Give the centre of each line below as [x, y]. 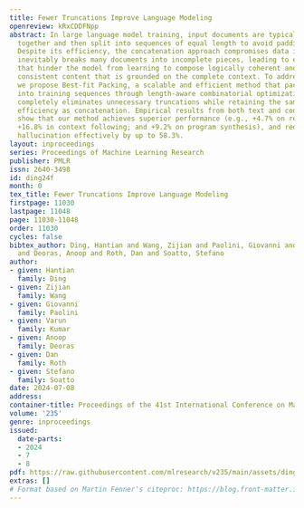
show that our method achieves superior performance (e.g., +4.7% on [151, 119]
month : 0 [26, 187]
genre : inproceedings [50, 422]
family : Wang [42, 295]
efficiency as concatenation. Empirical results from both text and [149, 110]
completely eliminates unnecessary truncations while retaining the [149, 102]
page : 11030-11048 [44, 220]
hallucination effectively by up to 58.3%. [100, 136]
